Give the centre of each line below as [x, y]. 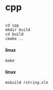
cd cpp [12, 25]
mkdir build [18, 29]
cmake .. [14, 39]
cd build [14, 34]
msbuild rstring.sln [27, 83]
